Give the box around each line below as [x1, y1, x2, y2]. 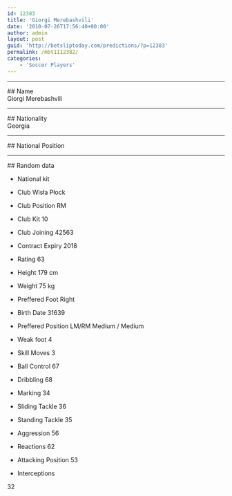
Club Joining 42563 [17, 228, 74, 236]
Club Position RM [17, 201, 67, 209]
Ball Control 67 [17, 362, 60, 370]
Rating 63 [17, 255, 45, 263]
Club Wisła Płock [17, 188, 66, 196]
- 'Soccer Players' [19, 61, 76, 68]
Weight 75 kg [17, 281, 55, 290]
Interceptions [17, 469, 55, 477]
